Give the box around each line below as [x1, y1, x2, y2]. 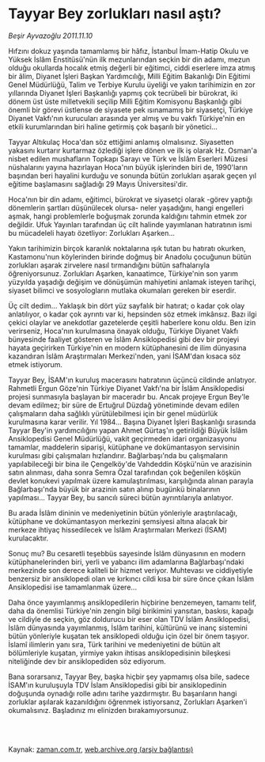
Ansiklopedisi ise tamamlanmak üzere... [8, 582, 137, 592]
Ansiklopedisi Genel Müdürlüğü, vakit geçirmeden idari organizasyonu [8, 434, 237, 443]
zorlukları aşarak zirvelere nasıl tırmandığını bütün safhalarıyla [8, 260, 210, 270]
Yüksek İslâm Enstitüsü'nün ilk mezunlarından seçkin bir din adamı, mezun [8, 55, 251, 64]
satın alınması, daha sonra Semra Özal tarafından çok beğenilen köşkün [8, 468, 241, 477]
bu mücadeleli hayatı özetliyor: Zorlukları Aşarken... [8, 228, 176, 237]
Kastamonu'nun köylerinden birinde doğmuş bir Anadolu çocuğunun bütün [8, 252, 252, 261]
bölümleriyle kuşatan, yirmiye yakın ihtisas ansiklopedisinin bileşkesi [8, 648, 231, 658]
